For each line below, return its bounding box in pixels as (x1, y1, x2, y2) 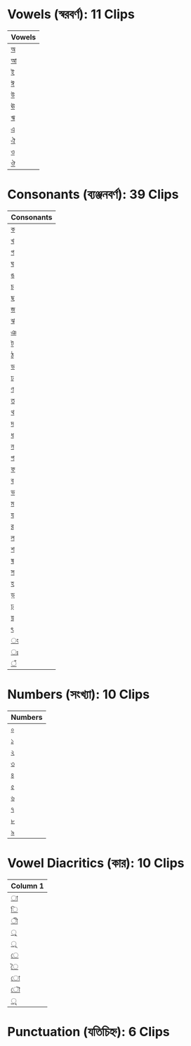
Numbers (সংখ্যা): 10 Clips (7, 687, 150, 702)
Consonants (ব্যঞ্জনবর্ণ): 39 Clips (7, 186, 179, 202)
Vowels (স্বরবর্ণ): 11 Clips (7, 6, 135, 22)
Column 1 (11, 881, 44, 891)
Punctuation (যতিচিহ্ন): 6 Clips (7, 1024, 170, 1040)
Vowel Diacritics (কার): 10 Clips (7, 855, 185, 871)
